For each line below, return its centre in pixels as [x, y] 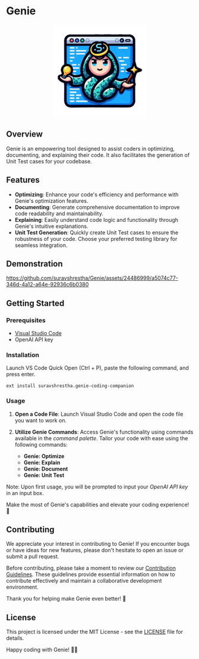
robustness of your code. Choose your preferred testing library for [96, 239]
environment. [22, 587]
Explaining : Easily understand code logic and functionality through [97, 219]
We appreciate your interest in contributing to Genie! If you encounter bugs [98, 544]
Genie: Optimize [44, 456]
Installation [23, 355]
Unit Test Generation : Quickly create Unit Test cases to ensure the [97, 232]
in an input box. [25, 493]
